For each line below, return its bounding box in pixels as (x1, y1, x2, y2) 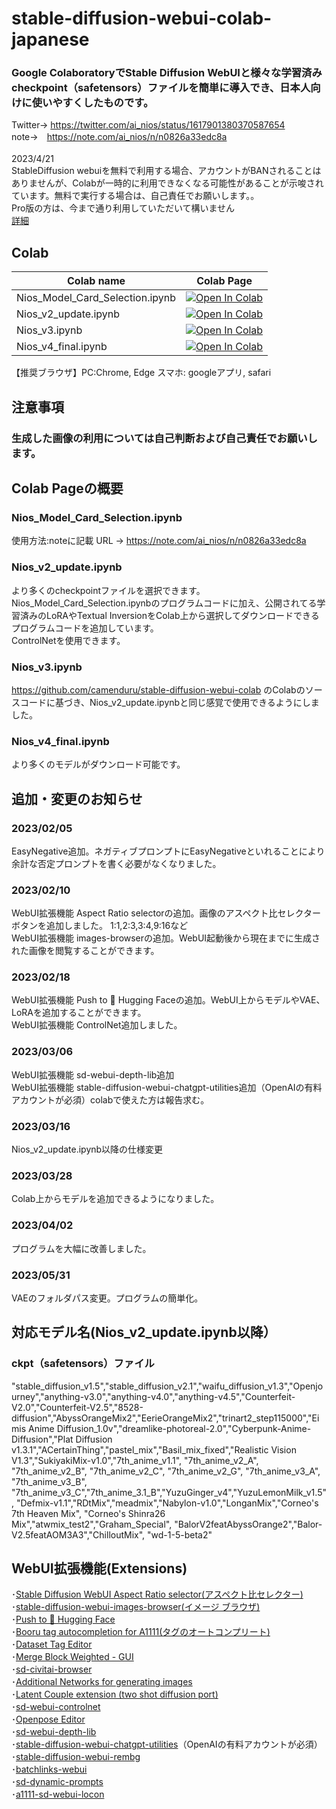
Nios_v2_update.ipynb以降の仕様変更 (11, 1143, 164, 1156)
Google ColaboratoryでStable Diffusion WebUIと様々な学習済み (11, 66, 323, 80)
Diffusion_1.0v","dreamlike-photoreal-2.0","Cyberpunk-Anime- (56, 1422, 312, 1434)
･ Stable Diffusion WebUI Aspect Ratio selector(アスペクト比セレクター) (11, 1588, 304, 1601)
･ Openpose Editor (11, 1713, 86, 1726)
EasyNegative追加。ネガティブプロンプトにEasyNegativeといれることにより (11, 845, 326, 857)
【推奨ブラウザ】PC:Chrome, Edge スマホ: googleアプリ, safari (11, 367, 272, 379)
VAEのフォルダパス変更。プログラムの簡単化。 (11, 1292, 204, 1304)
